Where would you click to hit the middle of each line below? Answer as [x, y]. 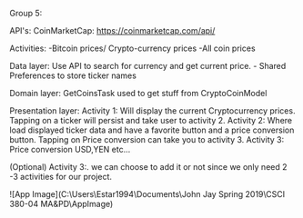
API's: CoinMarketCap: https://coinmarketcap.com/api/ [112, 30]
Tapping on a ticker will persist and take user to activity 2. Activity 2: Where [151, 120]
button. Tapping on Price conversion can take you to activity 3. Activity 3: [147, 139]
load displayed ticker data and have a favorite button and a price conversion [152, 130]
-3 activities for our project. [61, 177]
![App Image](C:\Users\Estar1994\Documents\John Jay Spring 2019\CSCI [147, 194]
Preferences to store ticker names [73, 75]
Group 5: [26, 13]
